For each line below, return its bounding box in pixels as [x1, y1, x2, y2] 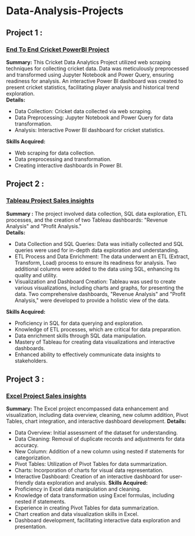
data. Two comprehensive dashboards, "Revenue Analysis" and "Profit [14, 290, 186, 297]
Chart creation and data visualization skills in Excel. [14, 511, 139, 518]
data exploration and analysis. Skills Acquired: [35, 479, 148, 486]
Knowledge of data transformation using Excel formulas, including [14, 492, 175, 499]
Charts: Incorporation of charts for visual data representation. [14, 467, 164, 474]
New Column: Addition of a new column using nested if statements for [14, 448, 185, 455]
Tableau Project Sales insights [6, 196, 95, 205]
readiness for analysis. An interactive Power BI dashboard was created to [6, 77, 183, 84]
